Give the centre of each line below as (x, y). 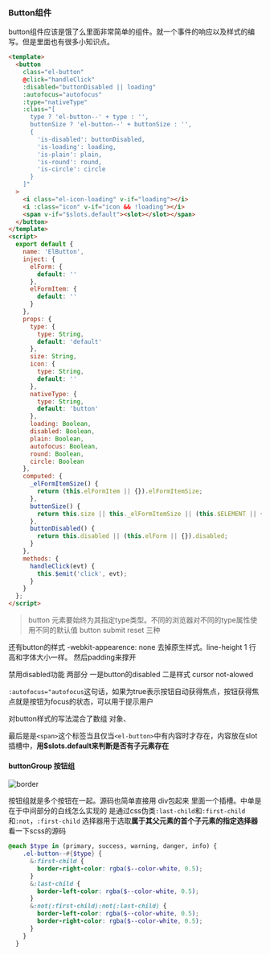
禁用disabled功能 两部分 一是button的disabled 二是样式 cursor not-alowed (131, 675)
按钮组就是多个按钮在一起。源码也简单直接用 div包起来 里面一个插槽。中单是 (135, 801)
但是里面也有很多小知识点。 (68, 42)
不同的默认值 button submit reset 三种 (98, 630)
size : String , (53, 357)
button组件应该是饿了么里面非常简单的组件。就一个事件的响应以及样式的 (128, 32)
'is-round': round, (70, 162)
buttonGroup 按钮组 (42, 766)
